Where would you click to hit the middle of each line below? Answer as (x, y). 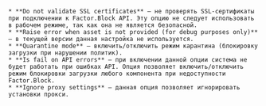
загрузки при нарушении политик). (66, 53)
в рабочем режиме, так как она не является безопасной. (103, 25)
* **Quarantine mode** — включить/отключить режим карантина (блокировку (133, 46)
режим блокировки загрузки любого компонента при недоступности (117, 74)
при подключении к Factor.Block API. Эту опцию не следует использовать (131, 18)
